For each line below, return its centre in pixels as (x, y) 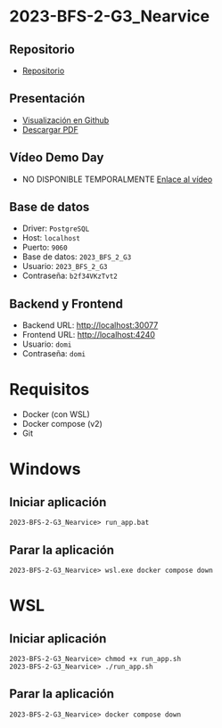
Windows (45, 469)
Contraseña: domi (54, 354)
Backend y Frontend (66, 303)
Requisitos (49, 390)
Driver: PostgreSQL (56, 228)
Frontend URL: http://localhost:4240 (89, 335)
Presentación (47, 98)
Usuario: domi (47, 344)
